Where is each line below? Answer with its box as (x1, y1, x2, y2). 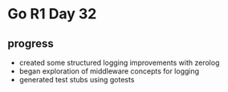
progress (7, 37, 54, 50)
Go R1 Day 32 (7, 5, 97, 23)
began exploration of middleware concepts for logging (18, 66, 200, 76)
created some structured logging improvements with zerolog (18, 58, 220, 67)
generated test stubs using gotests (18, 75, 135, 84)
